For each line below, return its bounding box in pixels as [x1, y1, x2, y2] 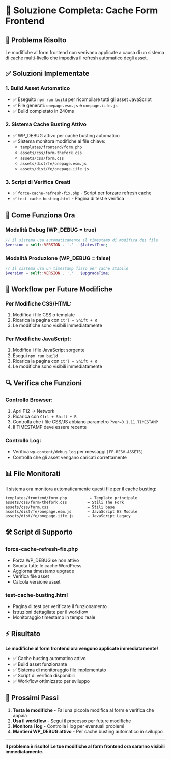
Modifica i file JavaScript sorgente [12, 347, 85, 353]
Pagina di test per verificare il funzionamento [12, 603, 107, 609]
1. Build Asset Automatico [5, 85, 70, 92]
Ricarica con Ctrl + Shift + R [12, 413, 77, 420]
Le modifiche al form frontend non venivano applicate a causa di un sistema [5, 49, 164, 55]
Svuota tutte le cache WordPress [12, 563, 82, 569]
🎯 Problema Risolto [5, 36, 67, 44]
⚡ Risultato [5, 629, 41, 638]
